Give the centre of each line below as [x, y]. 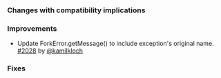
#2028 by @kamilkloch [50, 51]
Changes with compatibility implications [76, 10]
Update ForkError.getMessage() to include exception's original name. [115, 44]
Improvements [32, 28]
